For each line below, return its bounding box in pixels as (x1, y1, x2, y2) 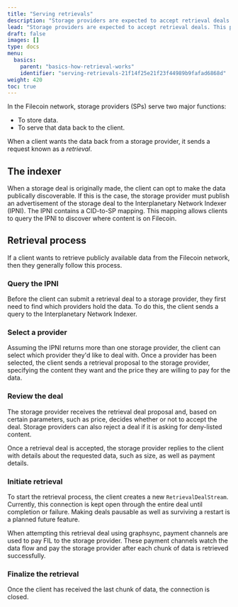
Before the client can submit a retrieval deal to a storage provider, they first (7, 295, 227, 303)
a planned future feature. (7, 515, 80, 524)
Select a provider (7, 327, 67, 337)
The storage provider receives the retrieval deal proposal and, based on (7, 407, 217, 416)
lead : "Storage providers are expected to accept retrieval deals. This (7, 23, 227, 30)
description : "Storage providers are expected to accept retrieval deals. (7, 17, 233, 24)
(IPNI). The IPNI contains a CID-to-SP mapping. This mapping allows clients (7, 207, 228, 215)
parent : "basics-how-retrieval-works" (20, 63, 135, 70)
